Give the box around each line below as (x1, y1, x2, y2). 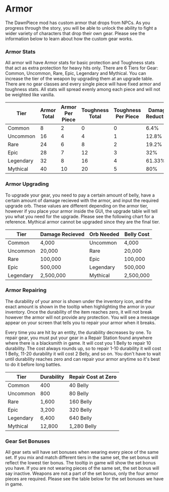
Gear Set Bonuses (5, 438, 50, 445)
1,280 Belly (69, 423, 97, 430)
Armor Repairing (5, 287, 47, 294)
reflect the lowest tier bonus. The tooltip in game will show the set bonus (5, 460, 156, 466)
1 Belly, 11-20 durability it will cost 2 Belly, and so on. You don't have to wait (5, 350, 161, 357)
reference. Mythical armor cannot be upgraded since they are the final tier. (5, 219, 160, 225)
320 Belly (69, 406, 92, 413)
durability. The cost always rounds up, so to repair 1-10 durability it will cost (5, 345, 161, 351)
